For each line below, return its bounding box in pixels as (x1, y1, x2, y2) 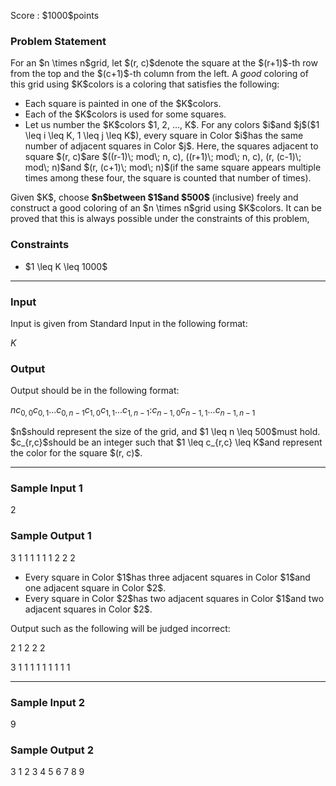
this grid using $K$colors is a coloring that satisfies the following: (10, 78, 280, 90)
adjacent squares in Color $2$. (24, 603, 153, 615)
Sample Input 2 (10, 695, 85, 709)
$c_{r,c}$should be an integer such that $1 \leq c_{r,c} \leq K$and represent (10, 436, 323, 448)
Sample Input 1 (10, 481, 83, 495)
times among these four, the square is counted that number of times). (24, 172, 312, 184)
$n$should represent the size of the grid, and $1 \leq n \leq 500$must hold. (10, 425, 321, 437)
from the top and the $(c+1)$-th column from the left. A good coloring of (10, 68, 309, 80)
